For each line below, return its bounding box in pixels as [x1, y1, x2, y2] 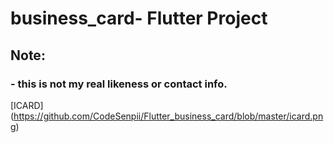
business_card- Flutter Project [10, 7, 268, 30]
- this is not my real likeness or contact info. [10, 77, 228, 91]
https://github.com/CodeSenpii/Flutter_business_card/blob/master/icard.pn [13, 110, 324, 122]
